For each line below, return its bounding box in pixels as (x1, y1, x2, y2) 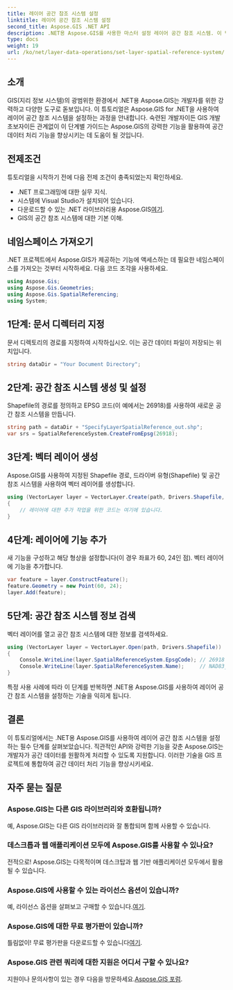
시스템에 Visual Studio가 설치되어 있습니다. (17, 196, 135, 205)
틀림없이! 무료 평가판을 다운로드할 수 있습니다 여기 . (7, 939, 143, 947)
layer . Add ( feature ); (7, 589, 67, 596)
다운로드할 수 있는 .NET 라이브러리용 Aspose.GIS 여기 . (17, 205, 164, 213)
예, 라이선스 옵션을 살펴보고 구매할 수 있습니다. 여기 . (7, 903, 146, 911)
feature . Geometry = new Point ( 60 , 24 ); (7, 582, 123, 590)
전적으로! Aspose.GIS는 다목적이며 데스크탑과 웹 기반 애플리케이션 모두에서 (7, 857, 211, 866)
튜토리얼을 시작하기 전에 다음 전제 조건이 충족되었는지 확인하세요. (7, 173, 184, 181)
